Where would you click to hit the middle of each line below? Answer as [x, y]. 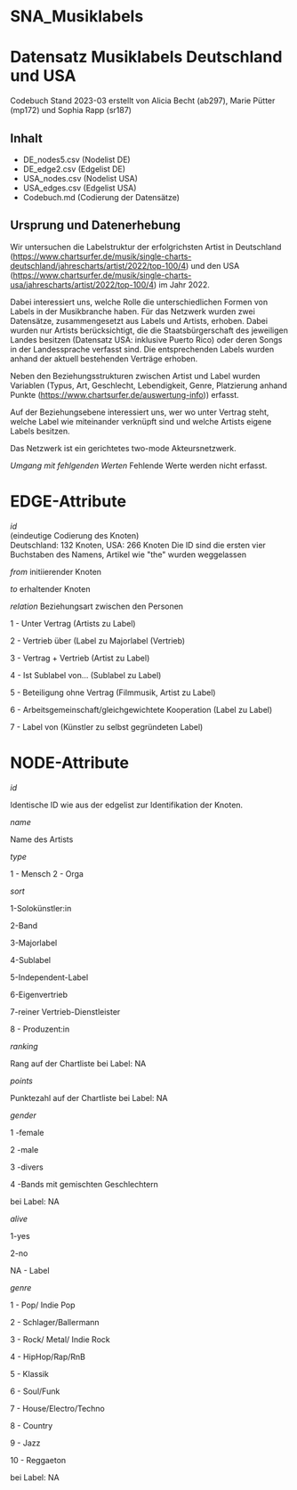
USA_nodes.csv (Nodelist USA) [80, 178]
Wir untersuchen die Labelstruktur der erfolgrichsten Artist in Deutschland [146, 247]
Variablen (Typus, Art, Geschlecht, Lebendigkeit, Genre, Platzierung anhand [149, 385]
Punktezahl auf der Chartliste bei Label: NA [89, 1097]
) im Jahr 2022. [181, 284]
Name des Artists [42, 839]
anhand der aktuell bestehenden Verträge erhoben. [104, 359]
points [22, 1081]
